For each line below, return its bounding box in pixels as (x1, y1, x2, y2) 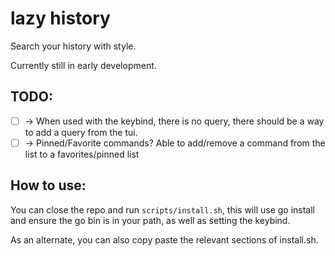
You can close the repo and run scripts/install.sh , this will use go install (10, 203, 315, 216)
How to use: (10, 177, 87, 194)
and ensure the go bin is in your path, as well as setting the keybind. (10, 214, 291, 226)
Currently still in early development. (10, 59, 157, 71)
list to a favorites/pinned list (24, 148, 140, 160)
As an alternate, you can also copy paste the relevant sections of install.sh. (10, 233, 319, 246)
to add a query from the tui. (24, 126, 138, 138)
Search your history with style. (10, 40, 137, 52)
